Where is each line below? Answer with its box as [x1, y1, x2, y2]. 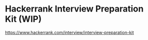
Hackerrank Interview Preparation [5, 3, 144, 14]
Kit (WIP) [5, 13, 42, 25]
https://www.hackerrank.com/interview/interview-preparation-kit [5, 29, 134, 35]
